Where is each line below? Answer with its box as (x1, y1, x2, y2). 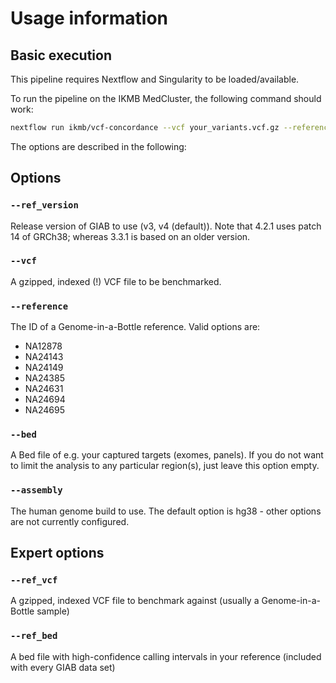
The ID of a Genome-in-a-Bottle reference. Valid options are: (10, 321, 261, 333)
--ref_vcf (10, 575, 58, 586)
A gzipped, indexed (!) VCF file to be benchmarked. (10, 275, 222, 287)
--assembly (10, 485, 63, 496)
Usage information (10, 7, 169, 30)
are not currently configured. (10, 515, 130, 527)
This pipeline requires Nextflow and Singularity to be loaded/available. (10, 73, 300, 85)
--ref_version (10, 200, 79, 211)
